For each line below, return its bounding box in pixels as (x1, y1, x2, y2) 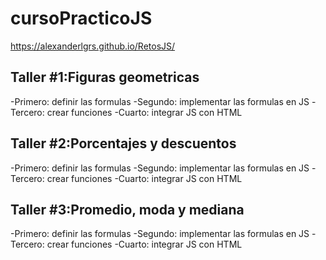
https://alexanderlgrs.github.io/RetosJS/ (10, 40, 176, 52)
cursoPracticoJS (10, 7, 153, 30)
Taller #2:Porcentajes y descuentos (10, 135, 237, 152)
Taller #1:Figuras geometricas (10, 69, 200, 86)
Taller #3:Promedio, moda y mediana (10, 201, 245, 218)
